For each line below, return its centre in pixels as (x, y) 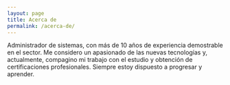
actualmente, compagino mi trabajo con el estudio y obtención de (100, 60)
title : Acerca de (32, 20)
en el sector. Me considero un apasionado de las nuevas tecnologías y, (107, 52)
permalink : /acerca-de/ (41, 26)
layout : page (26, 13)
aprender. (21, 74)
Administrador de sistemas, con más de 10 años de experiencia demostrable (115, 46)
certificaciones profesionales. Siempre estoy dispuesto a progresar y (105, 67)
